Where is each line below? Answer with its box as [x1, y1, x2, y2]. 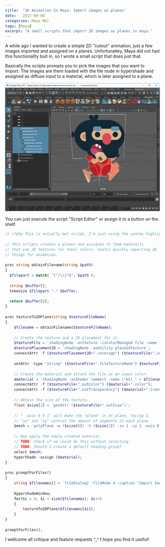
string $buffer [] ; [9, 283, 48, 288]
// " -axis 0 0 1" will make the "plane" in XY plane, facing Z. [14, 413, 151, 418]
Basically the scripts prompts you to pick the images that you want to [5, 63, 145, 69]
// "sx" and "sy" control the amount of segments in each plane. [14, 418, 151, 423]
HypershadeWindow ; [14, 491, 52, 496]
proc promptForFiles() [5, 470, 52, 475]
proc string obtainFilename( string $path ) [5, 262, 93, 268]
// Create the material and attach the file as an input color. [14, 372, 148, 377]
